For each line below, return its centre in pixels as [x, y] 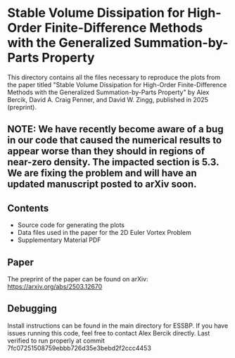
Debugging [32, 308]
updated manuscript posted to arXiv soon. [102, 184]
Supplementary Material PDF [59, 240]
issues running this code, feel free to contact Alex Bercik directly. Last [109, 333]
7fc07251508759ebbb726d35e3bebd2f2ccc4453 [79, 348]
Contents [28, 208]
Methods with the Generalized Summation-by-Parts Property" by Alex [108, 92]
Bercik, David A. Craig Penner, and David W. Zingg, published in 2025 [108, 99]
